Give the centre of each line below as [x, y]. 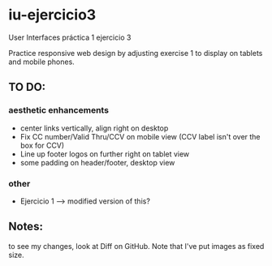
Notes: [26, 227]
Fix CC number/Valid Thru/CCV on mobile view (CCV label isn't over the [140, 136]
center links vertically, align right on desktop [94, 128]
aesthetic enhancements [59, 110]
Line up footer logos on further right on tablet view [105, 154]
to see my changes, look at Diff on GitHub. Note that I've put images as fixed [136, 246]
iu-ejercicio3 [52, 15]
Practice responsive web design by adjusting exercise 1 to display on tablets [136, 53]
